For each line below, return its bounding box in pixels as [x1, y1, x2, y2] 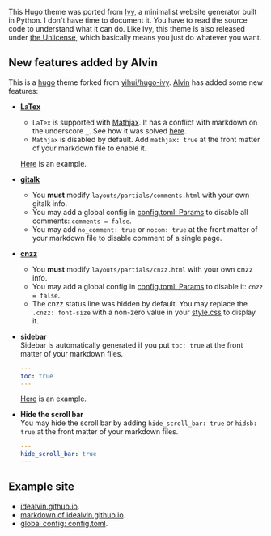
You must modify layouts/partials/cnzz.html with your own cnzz [32, 264, 253, 274]
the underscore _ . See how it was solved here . [32, 125, 187, 136]
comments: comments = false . [32, 216, 132, 226]
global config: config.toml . [19, 518, 108, 528]
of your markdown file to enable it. [32, 143, 147, 153]
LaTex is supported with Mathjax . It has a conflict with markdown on [32, 117, 258, 127]
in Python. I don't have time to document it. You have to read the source [8, 15, 248, 25]
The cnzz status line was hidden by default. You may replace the [32, 298, 248, 308]
